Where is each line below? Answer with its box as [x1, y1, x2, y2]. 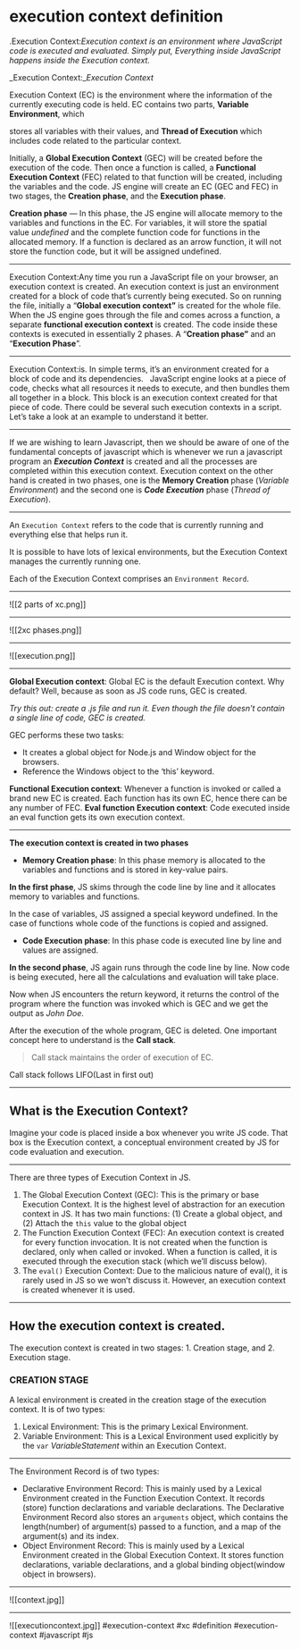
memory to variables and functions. [9, 891, 140, 902]
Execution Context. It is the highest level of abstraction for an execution [21, 1199, 286, 1209]
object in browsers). [21, 1569, 96, 1579]
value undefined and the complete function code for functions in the [9, 226, 261, 238]
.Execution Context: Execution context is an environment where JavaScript [9, 36, 283, 46]
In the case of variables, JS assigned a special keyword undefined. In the [9, 908, 279, 919]
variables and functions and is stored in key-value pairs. [21, 864, 229, 875]
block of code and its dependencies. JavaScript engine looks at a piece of [9, 373, 287, 383]
